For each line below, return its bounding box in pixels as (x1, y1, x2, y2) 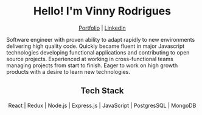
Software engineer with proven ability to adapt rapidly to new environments (6, 36, 195, 43)
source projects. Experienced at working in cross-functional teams (6, 55, 173, 62)
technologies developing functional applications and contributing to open (6, 48, 190, 56)
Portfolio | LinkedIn (78, 24, 126, 31)
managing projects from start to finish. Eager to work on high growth (6, 62, 178, 69)
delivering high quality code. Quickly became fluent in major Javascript (6, 42, 185, 50)
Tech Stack (80, 86, 124, 96)
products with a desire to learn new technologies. (6, 68, 131, 75)
